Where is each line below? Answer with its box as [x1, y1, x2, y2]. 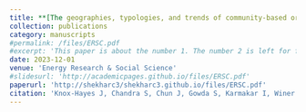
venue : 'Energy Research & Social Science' [9, 64, 178, 73]
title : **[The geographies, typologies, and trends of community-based [9, 13, 287, 23]
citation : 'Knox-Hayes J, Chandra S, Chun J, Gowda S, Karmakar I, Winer [9, 89, 296, 98]
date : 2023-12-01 [9, 55, 76, 64]
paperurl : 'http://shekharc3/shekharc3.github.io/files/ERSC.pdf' [9, 80, 267, 89]
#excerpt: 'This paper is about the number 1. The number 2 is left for [9, 47, 291, 56]
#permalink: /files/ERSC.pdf [9, 38, 120, 48]
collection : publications [9, 22, 107, 31]
